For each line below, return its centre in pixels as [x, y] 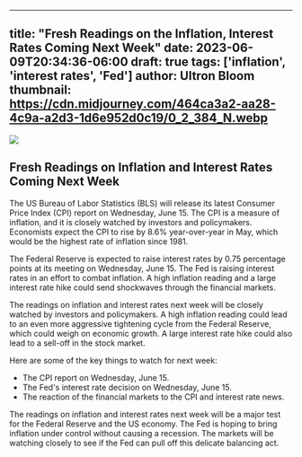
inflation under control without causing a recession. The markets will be [142, 433]
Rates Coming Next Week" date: [102, 48]
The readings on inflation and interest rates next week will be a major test [145, 414]
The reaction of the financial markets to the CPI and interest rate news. [153, 397]
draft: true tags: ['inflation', [208, 62]
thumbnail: [40, 90]
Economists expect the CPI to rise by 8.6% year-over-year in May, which [144, 232]
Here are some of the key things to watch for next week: [113, 360]
